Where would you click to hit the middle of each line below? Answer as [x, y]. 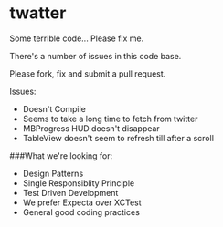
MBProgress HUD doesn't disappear [91, 128]
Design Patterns [53, 173]
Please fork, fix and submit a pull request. [88, 73]
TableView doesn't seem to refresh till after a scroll [118, 138]
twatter [38, 13]
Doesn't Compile [54, 108]
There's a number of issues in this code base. [96, 56]
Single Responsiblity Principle [79, 183]
